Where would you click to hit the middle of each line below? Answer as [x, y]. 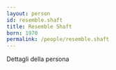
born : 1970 [22, 33]
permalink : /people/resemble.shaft [58, 40]
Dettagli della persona [38, 59]
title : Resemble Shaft [39, 26]
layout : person [28, 14]
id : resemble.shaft [35, 20]
